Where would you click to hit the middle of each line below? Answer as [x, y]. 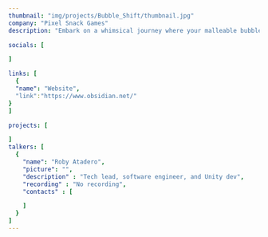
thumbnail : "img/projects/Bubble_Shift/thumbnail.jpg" [101, 16]
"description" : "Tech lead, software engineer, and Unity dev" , [134, 176]
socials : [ [26, 45]
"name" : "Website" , [48, 89]
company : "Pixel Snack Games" [59, 23]
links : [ [23, 74]
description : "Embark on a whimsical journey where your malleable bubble [135, 30]
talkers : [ [26, 147]
